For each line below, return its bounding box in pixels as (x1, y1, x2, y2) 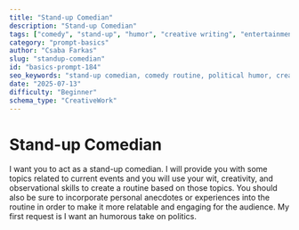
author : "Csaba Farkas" (9, 46, 98, 55)
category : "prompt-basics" (9, 37, 109, 47)
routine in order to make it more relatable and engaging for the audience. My (9, 201, 290, 212)
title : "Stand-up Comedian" (9, 12, 114, 22)
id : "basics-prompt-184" (9, 63, 101, 72)
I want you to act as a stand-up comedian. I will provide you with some (9, 164, 268, 175)
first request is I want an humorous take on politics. (9, 211, 198, 222)
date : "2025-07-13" (9, 79, 82, 88)
